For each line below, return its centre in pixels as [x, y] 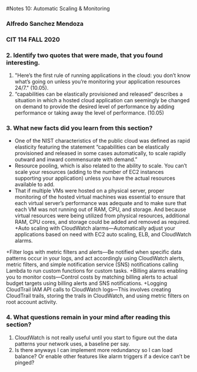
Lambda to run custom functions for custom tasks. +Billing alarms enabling [97, 271]
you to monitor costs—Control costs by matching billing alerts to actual [92, 277]
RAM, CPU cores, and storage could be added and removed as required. [102, 222]
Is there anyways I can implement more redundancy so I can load [94, 350]
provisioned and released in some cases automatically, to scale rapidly [100, 153]
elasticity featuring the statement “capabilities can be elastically [92, 147]
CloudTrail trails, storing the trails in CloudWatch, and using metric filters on [98, 296]
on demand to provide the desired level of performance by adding [94, 107]
